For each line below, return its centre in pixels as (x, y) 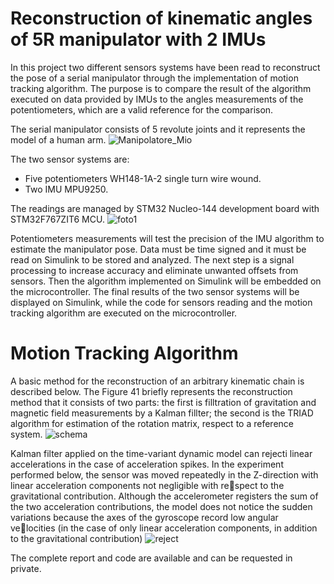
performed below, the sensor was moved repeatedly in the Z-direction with (164, 474)
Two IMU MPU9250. (66, 189)
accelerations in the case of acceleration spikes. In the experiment (147, 464)
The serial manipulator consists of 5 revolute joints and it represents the (158, 129)
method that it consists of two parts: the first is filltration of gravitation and (163, 402)
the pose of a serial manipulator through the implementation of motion (154, 78)
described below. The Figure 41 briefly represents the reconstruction (151, 391)
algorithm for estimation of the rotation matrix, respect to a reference (152, 423)
